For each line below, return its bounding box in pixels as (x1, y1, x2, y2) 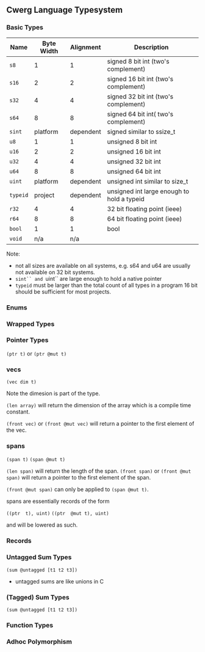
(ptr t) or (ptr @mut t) (6, 350, 67, 357)
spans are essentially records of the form (6, 498, 110, 505)
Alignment (70, 43, 101, 51)
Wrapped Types (6, 319, 55, 328)
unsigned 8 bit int (107, 137, 157, 146)
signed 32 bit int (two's (107, 92, 174, 100)
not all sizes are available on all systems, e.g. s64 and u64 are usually (15, 262, 191, 269)
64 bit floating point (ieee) (107, 214, 182, 223)
